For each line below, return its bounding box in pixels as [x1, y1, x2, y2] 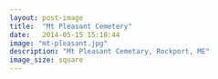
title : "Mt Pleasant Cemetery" [9, 22, 132, 31]
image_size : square [9, 55, 84, 64]
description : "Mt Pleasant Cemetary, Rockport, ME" [9, 47, 210, 56]
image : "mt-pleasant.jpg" [9, 38, 108, 48]
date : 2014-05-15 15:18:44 [9, 30, 120, 39]
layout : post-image [9, 13, 84, 23]
